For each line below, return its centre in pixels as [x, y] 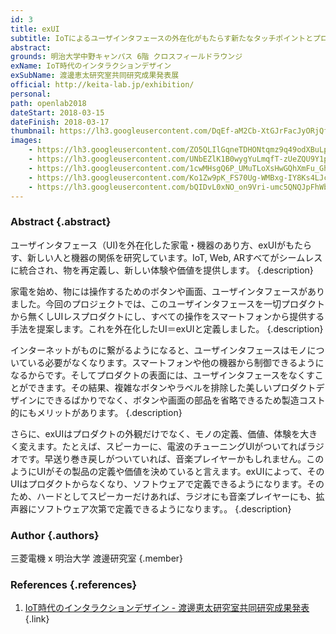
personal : [31, 94]
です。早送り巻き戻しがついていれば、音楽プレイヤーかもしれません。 [162, 458]
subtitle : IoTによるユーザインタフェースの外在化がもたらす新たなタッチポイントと [162, 38]
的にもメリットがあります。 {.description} [96, 412]
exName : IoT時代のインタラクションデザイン [91, 66]
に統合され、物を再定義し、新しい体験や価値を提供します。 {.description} [162, 270]
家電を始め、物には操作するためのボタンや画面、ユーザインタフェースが [159, 291]
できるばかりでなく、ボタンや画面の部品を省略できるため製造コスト [185, 400]
